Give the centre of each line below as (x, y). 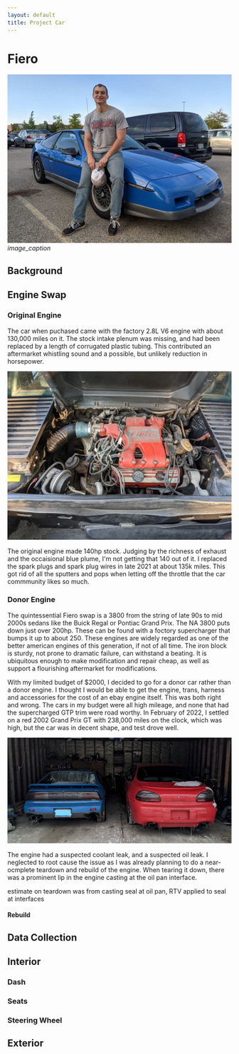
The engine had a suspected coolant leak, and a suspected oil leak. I (108, 854)
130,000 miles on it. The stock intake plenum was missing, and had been (114, 338)
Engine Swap (37, 295)
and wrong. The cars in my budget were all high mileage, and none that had (118, 705)
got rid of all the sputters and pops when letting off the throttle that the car (116, 573)
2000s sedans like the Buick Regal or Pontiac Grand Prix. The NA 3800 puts (119, 623)
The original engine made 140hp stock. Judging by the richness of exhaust (117, 551)
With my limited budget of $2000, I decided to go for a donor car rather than (119, 682)
